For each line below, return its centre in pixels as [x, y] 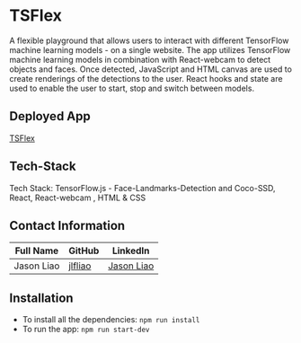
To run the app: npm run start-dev [86, 330]
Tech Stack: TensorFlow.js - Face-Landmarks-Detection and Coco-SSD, [142, 188]
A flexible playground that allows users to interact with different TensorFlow [149, 40]
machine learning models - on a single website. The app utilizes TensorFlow [150, 49]
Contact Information [67, 225]
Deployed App [50, 116]
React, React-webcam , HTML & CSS [78, 198]
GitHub [84, 251]
